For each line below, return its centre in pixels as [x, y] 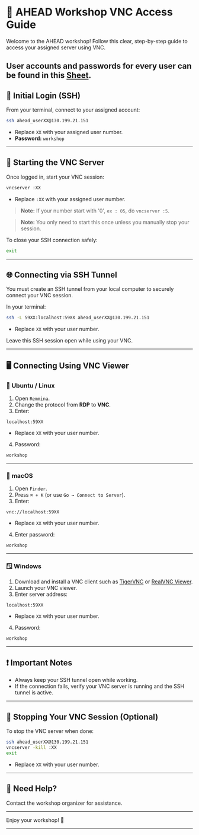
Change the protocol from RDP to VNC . [63, 404]
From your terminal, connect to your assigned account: [73, 110]
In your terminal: [26, 307]
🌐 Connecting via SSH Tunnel [62, 274]
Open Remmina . [32, 398]
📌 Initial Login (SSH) [44, 95]
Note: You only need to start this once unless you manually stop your [105, 222]
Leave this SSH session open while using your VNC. [70, 341]
